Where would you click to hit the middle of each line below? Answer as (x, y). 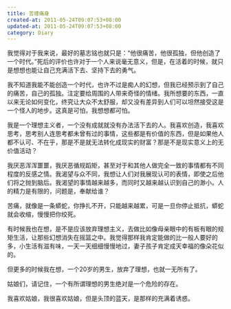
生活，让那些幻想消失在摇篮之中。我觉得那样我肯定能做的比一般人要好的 (115, 238)
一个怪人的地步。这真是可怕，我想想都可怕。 (70, 111)
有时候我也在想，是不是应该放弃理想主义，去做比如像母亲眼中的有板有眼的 (112, 229)
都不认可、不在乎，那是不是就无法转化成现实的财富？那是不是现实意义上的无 (115, 142)
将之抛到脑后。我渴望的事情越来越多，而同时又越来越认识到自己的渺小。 (115, 183)
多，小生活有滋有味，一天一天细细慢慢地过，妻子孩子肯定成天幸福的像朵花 (112, 246)
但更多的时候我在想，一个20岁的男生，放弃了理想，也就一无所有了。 (104, 269)
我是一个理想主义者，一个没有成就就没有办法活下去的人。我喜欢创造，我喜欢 (115, 125)
